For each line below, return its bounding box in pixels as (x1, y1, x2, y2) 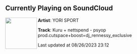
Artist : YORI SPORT (37, 17, 79, 23)
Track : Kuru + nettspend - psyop (37, 27, 106, 33)
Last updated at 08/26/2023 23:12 (37, 42, 110, 48)
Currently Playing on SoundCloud (5, 4, 113, 12)
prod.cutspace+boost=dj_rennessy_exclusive (37, 32, 132, 38)
